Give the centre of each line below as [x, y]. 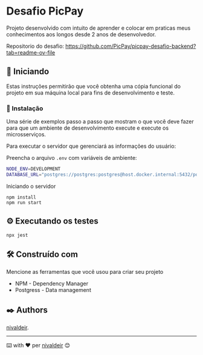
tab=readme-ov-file [31, 52]
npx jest [17, 235]
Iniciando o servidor [31, 186]
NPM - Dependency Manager [52, 284]
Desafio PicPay [45, 11]
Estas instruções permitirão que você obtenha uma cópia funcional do [94, 86]
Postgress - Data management [53, 290]
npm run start [24, 202]
